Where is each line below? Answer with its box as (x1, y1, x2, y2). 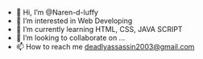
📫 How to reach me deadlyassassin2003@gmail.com (15, 42, 195, 51)
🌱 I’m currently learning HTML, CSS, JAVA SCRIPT (15, 25, 183, 33)
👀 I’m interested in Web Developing (15, 16, 133, 26)
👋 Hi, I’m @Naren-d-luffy (15, 8, 99, 17)
